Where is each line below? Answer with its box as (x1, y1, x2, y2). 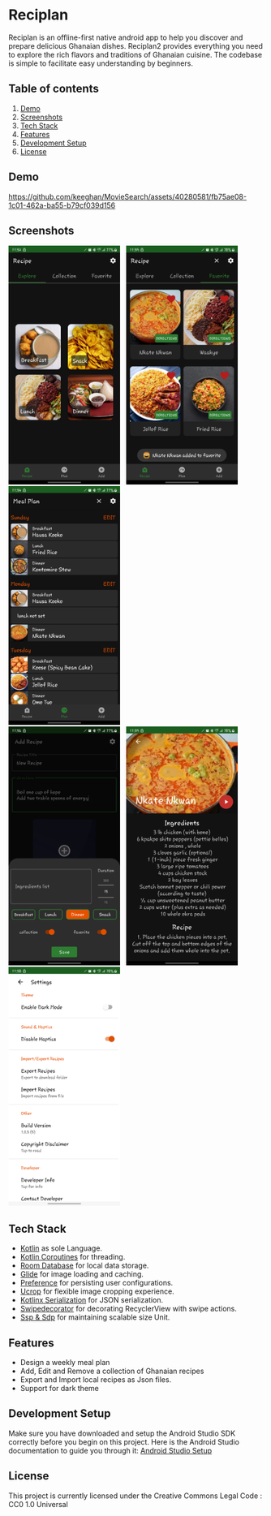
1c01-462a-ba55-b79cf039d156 (8, 200, 116, 210)
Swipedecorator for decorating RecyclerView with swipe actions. (19, 1304, 238, 1314)
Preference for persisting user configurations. (19, 1278, 174, 1288)
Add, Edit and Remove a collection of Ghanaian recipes (19, 1366, 204, 1376)
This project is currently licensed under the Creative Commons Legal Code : (8, 1491, 263, 1501)
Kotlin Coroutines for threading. (19, 1252, 126, 1262)
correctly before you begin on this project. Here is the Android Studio (8, 1436, 239, 1446)
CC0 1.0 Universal (8, 1499, 69, 1509)
